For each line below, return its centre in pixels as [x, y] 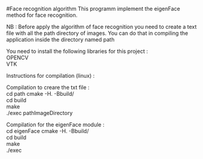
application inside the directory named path [60, 39]
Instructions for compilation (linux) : [50, 76]
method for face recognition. [42, 15]
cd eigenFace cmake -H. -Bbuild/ [48, 131]
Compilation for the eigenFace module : [55, 125]
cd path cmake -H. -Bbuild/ [40, 94]
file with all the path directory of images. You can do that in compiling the [97, 33]
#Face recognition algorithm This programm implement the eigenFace [93, 9]
